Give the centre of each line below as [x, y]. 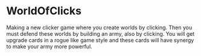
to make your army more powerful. [49, 46]
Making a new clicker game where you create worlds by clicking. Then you [99, 27]
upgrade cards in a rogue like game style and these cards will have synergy [100, 40]
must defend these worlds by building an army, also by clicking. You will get [101, 33]
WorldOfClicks [44, 11]
